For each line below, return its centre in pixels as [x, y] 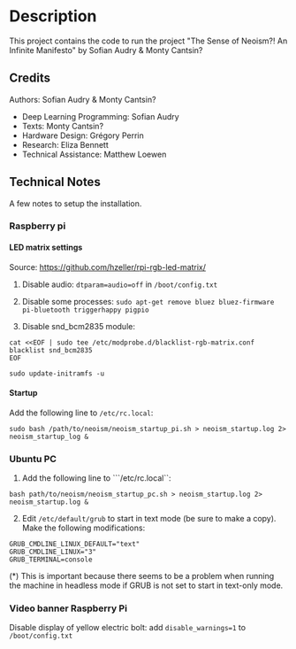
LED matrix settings [46, 247]
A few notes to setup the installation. [76, 203]
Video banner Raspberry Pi [68, 608]
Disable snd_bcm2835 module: [78, 326]
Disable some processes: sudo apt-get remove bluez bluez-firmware [148, 301]
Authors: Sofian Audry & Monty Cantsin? [83, 99]
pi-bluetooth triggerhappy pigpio [85, 310]
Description [53, 16]
